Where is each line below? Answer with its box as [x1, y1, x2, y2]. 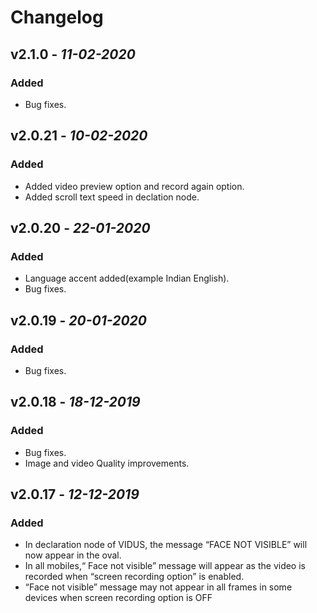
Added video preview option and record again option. [24, 180, 245, 192]
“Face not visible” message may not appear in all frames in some [24, 581, 293, 593]
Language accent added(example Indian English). [24, 272, 230, 285]
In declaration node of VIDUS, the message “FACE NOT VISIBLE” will [24, 539, 308, 551]
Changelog [10, 6, 104, 29]
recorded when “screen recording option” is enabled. [24, 571, 245, 583]
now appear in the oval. [24, 549, 122, 561]
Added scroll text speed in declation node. [24, 191, 200, 203]
